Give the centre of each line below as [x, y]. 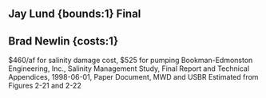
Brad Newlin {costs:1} [64, 41]
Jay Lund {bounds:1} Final [75, 14]
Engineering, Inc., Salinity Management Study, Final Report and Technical [129, 69]
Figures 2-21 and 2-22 [45, 86]
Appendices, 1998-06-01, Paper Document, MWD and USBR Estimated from [133, 77]
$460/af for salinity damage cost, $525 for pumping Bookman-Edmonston [131, 61]
